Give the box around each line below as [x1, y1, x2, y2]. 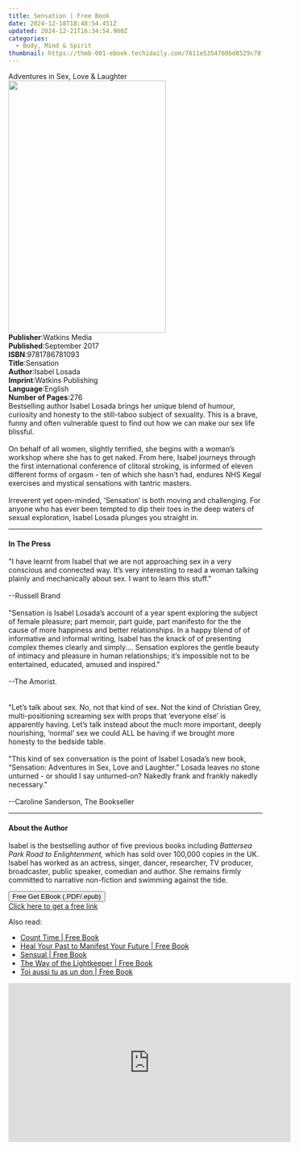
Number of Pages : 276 [8, 392, 83, 402]
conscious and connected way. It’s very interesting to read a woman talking [8, 565, 259, 575]
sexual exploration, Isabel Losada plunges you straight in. [8, 513, 199, 522]
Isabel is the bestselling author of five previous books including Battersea [8, 841, 252, 850]
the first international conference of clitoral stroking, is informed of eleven [8, 461, 254, 471]
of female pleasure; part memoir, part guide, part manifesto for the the [8, 617, 242, 627]
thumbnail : [8, 49, 45, 57]
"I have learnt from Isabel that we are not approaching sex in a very [8, 556, 232, 566]
